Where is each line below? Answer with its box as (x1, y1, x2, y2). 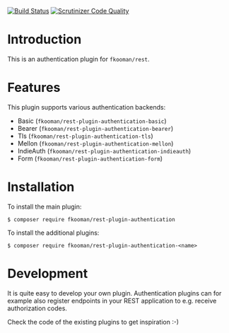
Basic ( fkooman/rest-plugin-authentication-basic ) (17, 117, 168, 125)
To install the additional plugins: (7, 228, 100, 237)
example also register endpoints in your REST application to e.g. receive (7, 296, 217, 305)
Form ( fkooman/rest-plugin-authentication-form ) (17, 154, 163, 163)
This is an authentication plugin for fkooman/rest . (7, 54, 150, 63)
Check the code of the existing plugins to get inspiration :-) (7, 317, 179, 326)
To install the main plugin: (7, 202, 82, 211)
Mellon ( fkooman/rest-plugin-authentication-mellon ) (17, 139, 174, 148)
